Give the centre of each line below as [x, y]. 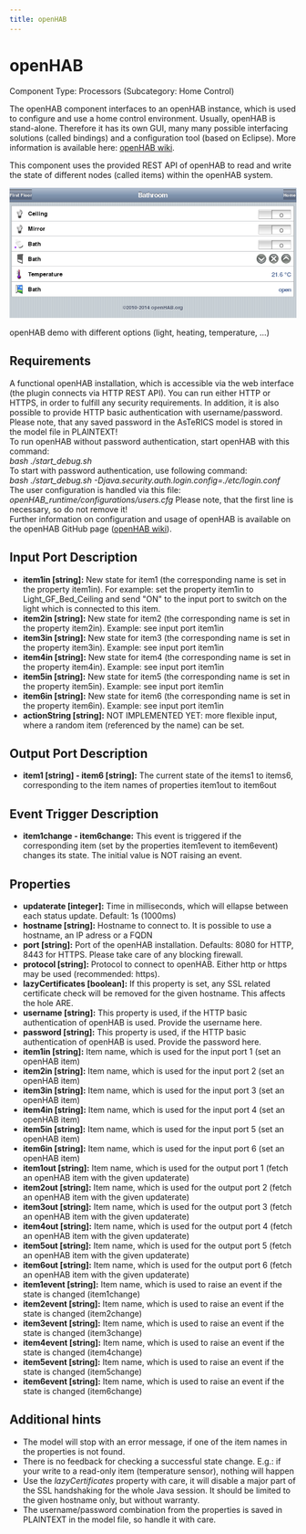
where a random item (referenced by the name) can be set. [133, 725]
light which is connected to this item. [92, 608]
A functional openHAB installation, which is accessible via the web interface [152, 383]
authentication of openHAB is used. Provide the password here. [142, 1042]
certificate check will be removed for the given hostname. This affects [154, 993]
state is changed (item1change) [82, 1294]
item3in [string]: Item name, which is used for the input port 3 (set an [153, 1090]
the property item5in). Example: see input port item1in [123, 686]
